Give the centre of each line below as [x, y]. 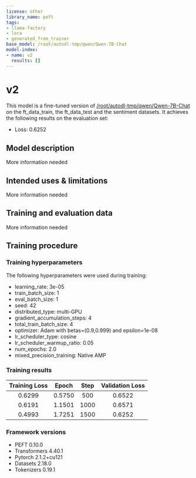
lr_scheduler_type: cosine [45, 336]
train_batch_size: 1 [37, 293]
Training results [29, 370]
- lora [14, 33]
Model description [40, 148]
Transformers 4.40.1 [39, 451]
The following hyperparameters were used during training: [77, 275]
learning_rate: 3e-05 [39, 287]
